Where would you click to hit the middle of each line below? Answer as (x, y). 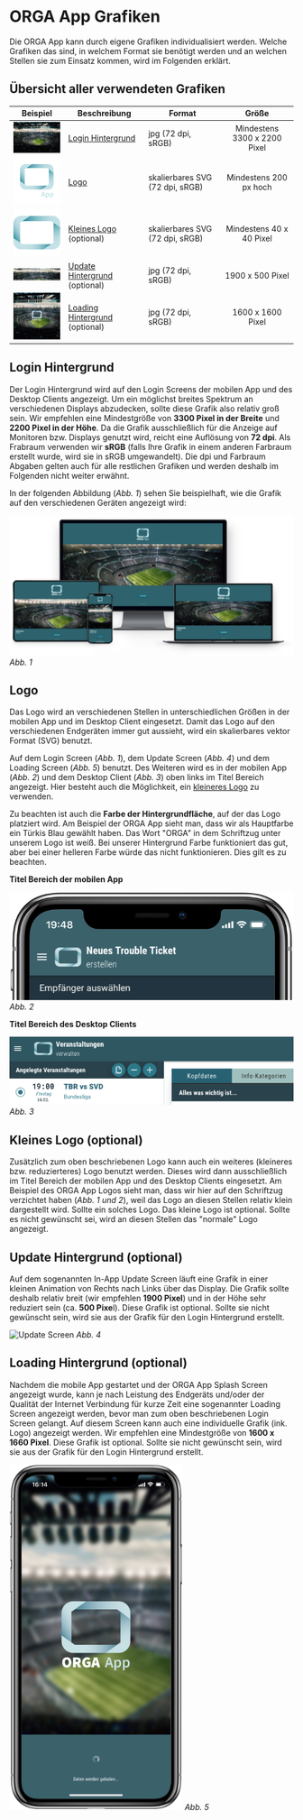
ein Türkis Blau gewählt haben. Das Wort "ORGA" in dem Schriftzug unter (145, 833)
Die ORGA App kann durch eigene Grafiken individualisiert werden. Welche (148, 41)
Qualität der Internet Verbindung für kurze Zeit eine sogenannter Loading (145, 1403)
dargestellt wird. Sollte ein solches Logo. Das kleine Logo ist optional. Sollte (150, 1209)
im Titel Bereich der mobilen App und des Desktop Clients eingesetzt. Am (146, 1181)
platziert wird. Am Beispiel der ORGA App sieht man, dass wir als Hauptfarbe (151, 823)
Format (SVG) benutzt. (51, 740)
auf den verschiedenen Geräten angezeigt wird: (98, 502)
